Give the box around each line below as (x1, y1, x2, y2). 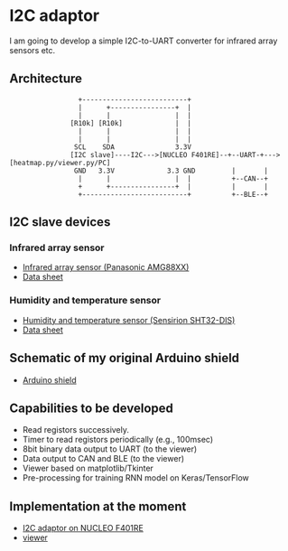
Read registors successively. (22, 425, 129, 435)
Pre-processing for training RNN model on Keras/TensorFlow (22, 472, 250, 483)
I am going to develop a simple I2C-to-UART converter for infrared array (9, 35, 278, 46)
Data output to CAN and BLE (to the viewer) (22, 453, 185, 464)
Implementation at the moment (9, 499, 187, 514)
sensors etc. (9, 44, 56, 55)
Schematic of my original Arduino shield (9, 350, 240, 366)
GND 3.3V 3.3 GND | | (73, 166, 269, 175)
